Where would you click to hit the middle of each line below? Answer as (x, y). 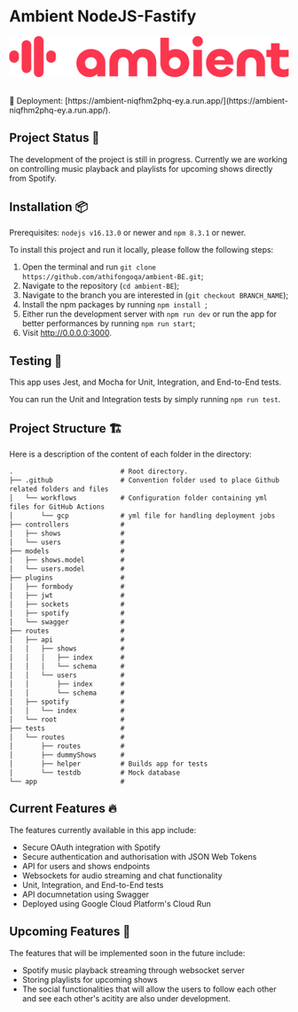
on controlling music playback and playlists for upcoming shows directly (141, 168)
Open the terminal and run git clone (89, 267)
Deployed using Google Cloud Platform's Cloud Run (116, 903)
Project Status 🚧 (55, 138)
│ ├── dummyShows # (67, 755)
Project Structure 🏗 (66, 428)
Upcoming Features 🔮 (70, 932)
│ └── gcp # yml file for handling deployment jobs (142, 516)
